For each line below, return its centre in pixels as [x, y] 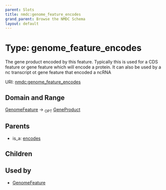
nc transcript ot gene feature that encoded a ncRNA [58, 72]
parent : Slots [20, 10]
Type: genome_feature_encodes [73, 48]
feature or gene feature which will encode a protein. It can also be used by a [83, 67]
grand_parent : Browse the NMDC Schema [45, 19]
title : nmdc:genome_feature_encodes [43, 14]
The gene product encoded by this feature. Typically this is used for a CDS [82, 62]
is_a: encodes [26, 138]
